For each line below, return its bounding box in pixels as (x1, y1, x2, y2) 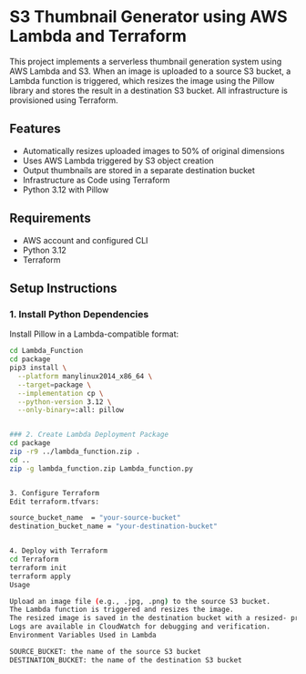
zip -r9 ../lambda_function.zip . (9, 447, 141, 456)
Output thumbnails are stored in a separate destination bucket (22, 164, 255, 175)
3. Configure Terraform (9, 488, 100, 498)
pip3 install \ (9, 363, 67, 372)
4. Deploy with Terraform (9, 546, 107, 555)
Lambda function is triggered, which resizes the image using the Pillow (9, 75, 275, 86)
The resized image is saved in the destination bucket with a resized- (9, 614, 287, 623)
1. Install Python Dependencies (9, 307, 149, 320)
